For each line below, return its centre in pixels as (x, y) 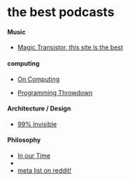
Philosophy (24, 140)
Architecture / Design (39, 108)
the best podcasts (61, 12)
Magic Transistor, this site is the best (70, 48)
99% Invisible (37, 124)
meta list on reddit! (44, 171)
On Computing (38, 79)
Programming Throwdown (55, 92)
